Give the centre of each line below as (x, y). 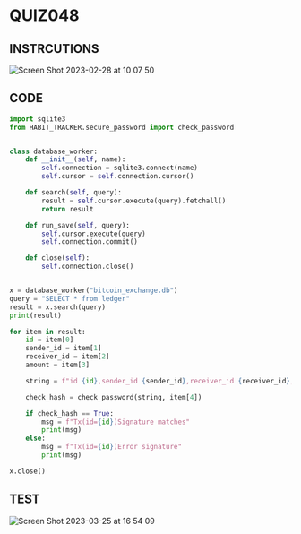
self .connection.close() (88, 267)
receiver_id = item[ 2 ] (68, 357)
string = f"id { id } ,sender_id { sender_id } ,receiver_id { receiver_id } (158, 381)
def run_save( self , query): (77, 225)
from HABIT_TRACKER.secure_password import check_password (122, 127)
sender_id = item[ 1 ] (64, 349)
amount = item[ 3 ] (58, 365)
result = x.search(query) (57, 307)
